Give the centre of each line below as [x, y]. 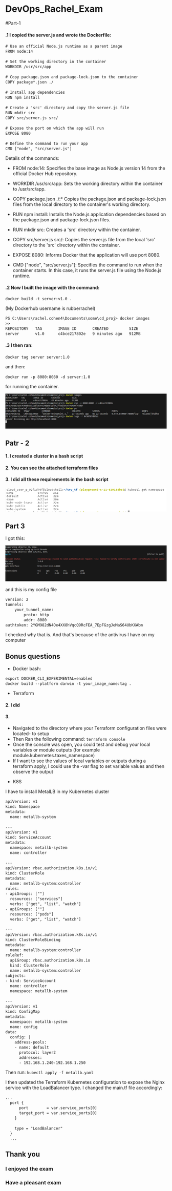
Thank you [23, 1154]
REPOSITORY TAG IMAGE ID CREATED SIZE [72, 329]
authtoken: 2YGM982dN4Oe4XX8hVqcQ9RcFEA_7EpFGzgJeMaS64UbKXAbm [74, 625]
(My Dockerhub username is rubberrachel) [50, 308]
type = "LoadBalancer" [39, 1129]
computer [16, 640]
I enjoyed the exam [29, 1169]
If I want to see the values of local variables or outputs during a [79, 761]
